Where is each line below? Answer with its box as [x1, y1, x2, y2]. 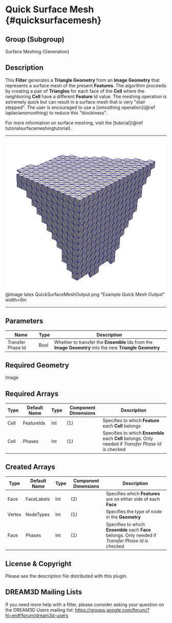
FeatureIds [23, 420, 46, 426]
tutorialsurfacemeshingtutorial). [5, 125, 72, 131]
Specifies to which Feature [102, 417, 160, 423]
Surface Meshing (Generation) [5, 49, 70, 54]
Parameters [5, 317, 44, 325]
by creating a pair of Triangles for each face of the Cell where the [5, 88, 145, 94]
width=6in [5, 297, 27, 303]
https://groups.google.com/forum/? [75, 607, 150, 613]
